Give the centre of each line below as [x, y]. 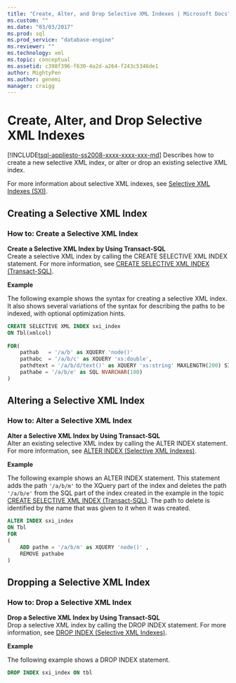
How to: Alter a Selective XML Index [70, 421]
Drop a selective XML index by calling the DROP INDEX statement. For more [117, 625]
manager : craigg [31, 86]
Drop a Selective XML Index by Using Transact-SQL [84, 618]
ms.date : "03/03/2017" [40, 27]
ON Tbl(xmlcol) [29, 333]
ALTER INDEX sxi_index [40, 521]
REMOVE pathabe [42, 553]
